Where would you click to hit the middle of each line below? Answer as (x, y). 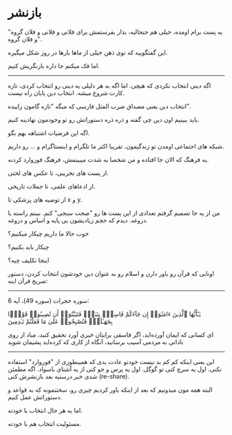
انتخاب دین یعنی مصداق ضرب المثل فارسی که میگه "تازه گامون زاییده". (99, 106)
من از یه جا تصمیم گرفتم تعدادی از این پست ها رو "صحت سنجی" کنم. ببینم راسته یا (114, 213)
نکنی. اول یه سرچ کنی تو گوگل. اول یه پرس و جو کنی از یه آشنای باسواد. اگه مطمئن (115, 369)
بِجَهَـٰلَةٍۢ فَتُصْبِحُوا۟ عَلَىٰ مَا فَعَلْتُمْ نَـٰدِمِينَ (60, 321)
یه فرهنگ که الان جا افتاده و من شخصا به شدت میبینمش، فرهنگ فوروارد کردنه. (108, 159)
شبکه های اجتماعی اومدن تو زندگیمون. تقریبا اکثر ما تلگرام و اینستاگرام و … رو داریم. (116, 146)
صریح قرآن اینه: (28, 281)
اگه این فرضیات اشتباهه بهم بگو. (49, 133)
